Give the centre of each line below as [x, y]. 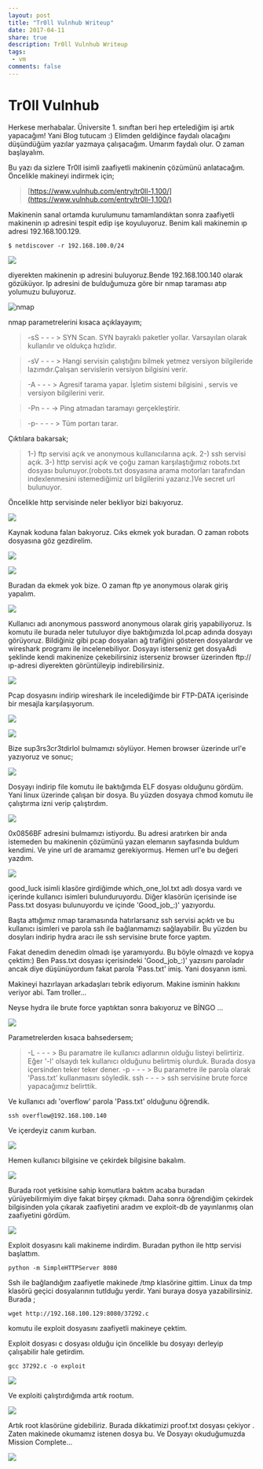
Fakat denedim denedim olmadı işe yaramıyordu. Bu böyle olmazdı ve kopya [131, 952]
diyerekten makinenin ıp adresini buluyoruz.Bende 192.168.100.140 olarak [126, 275]
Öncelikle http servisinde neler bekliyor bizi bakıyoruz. [96, 502]
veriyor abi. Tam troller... [47, 992]
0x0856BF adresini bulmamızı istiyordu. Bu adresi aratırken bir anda [118, 833]
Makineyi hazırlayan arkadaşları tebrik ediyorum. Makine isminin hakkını [124, 984]
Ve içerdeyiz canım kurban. [52, 1130]
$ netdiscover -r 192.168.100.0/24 [66, 245]
